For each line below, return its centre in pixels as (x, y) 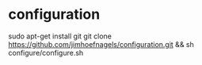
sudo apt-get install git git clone (60, 36)
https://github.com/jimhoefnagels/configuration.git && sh (101, 44)
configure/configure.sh (46, 52)
